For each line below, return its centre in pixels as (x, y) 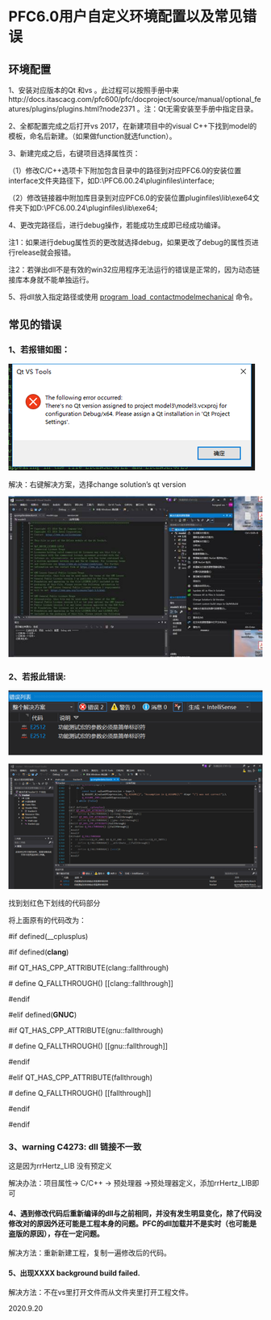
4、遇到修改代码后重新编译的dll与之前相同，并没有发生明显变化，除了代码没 (135, 1213)
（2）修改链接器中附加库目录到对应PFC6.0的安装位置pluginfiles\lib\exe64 (130, 198)
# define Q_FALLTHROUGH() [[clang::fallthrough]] (91, 983)
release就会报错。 (45, 252)
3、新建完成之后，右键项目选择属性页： (74, 153)
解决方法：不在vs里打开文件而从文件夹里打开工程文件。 (101, 1292)
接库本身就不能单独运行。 (51, 279)
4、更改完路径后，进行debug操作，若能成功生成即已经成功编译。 (117, 225)
